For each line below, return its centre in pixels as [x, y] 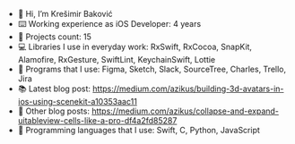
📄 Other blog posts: [53, 111]
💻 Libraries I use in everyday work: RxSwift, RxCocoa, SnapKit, [135, 47]
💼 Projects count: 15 [55, 37]
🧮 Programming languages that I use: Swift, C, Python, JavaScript [139, 130]
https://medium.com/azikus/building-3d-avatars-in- [188, 89]
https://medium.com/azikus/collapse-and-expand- [185, 111]
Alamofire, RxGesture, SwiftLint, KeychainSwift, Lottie [117, 59]
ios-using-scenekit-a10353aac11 [77, 102]
